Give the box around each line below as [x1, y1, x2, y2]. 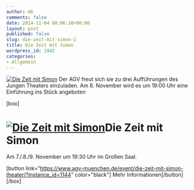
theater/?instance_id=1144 [6, 171, 71, 179]
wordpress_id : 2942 [6, 48, 55, 54]
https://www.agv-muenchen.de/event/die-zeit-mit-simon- [40, 165, 184, 172]
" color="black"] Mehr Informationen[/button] [71, 171, 183, 179]
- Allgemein [6, 59, 36, 65]
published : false [6, 31, 50, 37]
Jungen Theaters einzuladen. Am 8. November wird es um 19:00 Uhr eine [6, 82, 188, 89]
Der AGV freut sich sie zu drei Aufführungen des [58, 76, 178, 83]
